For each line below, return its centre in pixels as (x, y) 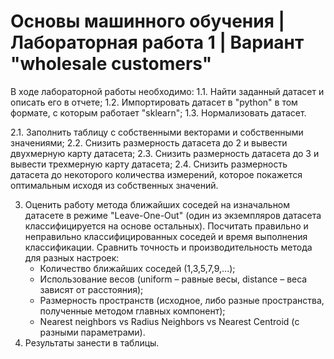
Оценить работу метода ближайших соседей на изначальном (157, 204)
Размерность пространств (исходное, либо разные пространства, (182, 300)
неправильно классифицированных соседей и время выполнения (166, 236)
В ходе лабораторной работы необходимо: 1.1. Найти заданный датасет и (167, 91)
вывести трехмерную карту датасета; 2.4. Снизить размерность (149, 164)
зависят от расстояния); (91, 289)
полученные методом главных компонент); (132, 311)
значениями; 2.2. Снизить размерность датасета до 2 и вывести (149, 142)
